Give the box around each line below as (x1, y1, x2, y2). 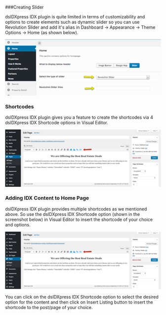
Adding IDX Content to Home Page (5, 195, 89, 202)
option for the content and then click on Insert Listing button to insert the (5, 299, 153, 305)
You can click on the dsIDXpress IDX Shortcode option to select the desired (5, 294, 159, 300)
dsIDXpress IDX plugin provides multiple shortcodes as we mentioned (5, 206, 147, 212)
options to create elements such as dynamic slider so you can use (5, 19, 140, 25)
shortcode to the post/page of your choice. (5, 304, 93, 310)
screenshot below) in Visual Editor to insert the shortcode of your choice (5, 216, 153, 222)
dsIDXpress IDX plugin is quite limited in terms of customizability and (5, 14, 145, 19)
